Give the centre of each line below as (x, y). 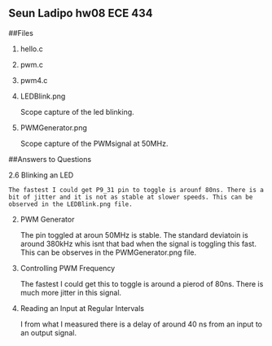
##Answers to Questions (50, 159)
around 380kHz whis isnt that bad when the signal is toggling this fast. (138, 243)
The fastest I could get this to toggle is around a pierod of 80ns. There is (142, 283)
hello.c (31, 49)
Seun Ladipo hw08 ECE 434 (81, 13)
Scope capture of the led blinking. (77, 112)
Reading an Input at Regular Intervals (82, 308)
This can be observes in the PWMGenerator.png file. (108, 252)
